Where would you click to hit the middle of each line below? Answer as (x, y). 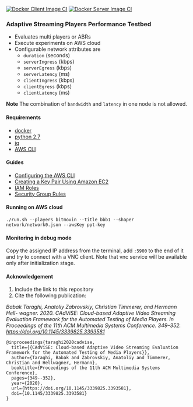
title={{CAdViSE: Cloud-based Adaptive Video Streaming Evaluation (95, 347)
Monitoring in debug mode (39, 238)
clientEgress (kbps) (47, 86)
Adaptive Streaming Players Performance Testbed (79, 24)
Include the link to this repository (54, 290)
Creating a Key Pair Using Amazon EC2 (62, 182)
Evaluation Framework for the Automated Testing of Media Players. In (90, 319)
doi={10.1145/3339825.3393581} (49, 394)
